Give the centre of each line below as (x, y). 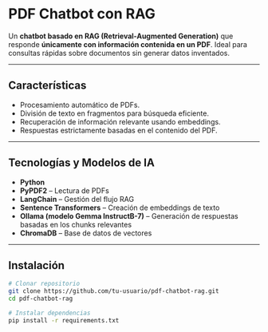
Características (47, 86)
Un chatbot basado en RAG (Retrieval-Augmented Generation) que (121, 36)
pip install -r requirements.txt (64, 320)
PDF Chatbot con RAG (82, 14)
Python (32, 182)
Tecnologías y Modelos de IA (82, 163)
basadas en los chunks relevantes (76, 224)
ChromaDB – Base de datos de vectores (86, 233)
